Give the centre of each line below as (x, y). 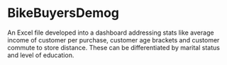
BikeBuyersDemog (63, 13)
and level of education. (41, 55)
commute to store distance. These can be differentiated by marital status (113, 47)
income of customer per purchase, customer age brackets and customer (113, 40)
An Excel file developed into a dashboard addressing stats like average (111, 32)
